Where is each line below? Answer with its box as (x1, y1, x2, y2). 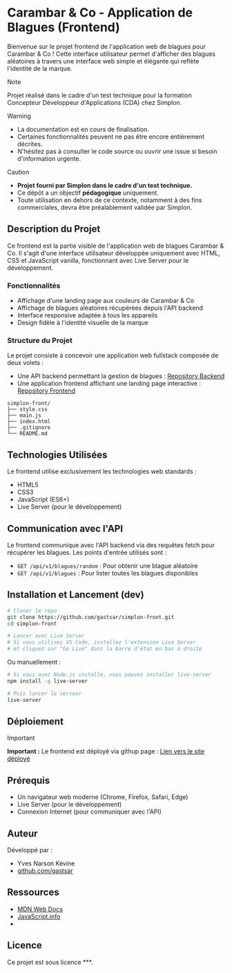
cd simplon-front (7, 620, 57, 627)
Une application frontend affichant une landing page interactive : (17, 380, 202, 388)
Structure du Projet (7, 335, 72, 345)
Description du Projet (7, 223, 101, 235)
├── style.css (7, 406, 48, 413)
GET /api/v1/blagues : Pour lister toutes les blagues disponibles (17, 569, 199, 577)
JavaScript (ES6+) (17, 495, 70, 504)
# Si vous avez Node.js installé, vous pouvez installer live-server (7, 671, 212, 678)
